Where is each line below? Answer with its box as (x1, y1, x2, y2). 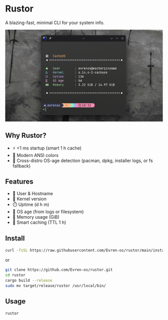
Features (5, 177, 33, 186)
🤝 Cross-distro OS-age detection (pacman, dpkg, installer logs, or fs (12, 157, 153, 164)
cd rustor (5, 272, 26, 277)
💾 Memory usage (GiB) (12, 214, 60, 220)
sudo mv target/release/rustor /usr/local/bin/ (5, 283, 106, 288)
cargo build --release (5, 278, 52, 283)
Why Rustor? (5, 131, 46, 140)
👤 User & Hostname (12, 191, 53, 197)
